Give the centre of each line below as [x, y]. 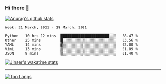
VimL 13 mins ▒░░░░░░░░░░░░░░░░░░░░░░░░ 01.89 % [72, 49]
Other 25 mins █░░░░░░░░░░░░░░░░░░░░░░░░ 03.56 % [72, 41]
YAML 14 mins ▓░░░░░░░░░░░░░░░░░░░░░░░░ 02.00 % [72, 45]
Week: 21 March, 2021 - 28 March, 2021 [46, 28]
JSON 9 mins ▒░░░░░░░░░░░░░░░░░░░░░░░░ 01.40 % [72, 54]
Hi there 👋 [17, 8]
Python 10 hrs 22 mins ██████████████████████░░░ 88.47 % [72, 36]
